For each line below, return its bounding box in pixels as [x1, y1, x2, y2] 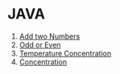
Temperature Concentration [19, 48, 112, 58]
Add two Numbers [19, 31, 81, 41]
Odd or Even [19, 39, 61, 49]
